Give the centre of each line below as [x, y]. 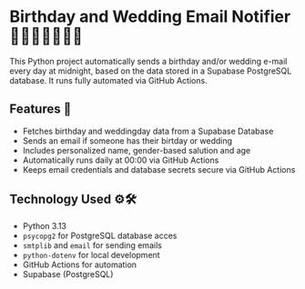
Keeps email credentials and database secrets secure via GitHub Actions [159, 169]
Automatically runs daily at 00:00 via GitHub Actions [121, 160]
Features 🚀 [41, 110]
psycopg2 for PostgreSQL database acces [100, 235]
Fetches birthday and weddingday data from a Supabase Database [148, 131]
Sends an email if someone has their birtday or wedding [127, 140]
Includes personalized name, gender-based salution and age [137, 150]
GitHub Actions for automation [80, 264]
